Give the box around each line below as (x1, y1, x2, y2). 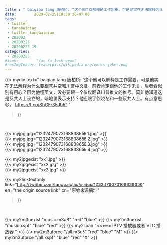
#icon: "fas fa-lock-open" (5, 58, 77, 63)
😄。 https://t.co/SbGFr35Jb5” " (5, 102, 71, 108)
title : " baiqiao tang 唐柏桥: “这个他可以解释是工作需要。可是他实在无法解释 (5, 7, 156, 12)
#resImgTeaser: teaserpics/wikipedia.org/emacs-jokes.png (5, 62, 128, 67)
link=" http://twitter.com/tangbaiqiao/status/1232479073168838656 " (5, 182, 145, 187)
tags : (5, 16, 16, 21)
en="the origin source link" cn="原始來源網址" (5, 187, 100, 193)
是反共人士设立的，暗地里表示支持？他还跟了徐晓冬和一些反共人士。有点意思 (5, 95, 162, 102)
